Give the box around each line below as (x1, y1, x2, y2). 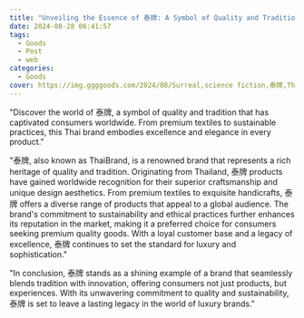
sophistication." (9, 248, 68, 259)
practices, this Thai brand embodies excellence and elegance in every (9, 126, 272, 137)
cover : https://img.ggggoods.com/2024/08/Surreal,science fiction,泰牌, (9, 81, 288, 90)
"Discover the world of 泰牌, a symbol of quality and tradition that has (9, 106, 270, 118)
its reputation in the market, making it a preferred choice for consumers (9, 218, 277, 229)
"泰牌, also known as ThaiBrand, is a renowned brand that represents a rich (9, 155, 291, 166)
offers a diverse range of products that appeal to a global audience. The (19, 198, 289, 209)
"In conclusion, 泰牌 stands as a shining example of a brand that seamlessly (9, 267, 293, 278)
